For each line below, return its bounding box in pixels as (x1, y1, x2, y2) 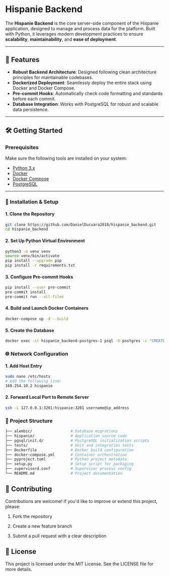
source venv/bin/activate (5, 253, 59, 259)
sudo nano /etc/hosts (5, 374, 51, 379)
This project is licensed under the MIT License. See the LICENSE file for (5, 560, 154, 567)
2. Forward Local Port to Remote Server (5, 394, 90, 400)
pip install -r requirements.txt (5, 263, 75, 268)
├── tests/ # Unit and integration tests (5, 443, 134, 448)
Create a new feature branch (12, 523, 72, 529)
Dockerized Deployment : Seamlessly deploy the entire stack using (12, 80, 152, 86)
